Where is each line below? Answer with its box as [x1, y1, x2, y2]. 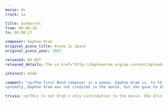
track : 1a [5, 12, 26, 17]
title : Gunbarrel [5, 21, 41, 26]
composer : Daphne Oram [5, 39, 52, 44]
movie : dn [5, 7, 26, 12]
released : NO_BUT [5, 57, 41, 62]
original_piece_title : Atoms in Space [5, 44, 86, 49]
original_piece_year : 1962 [5, 48, 61, 53]
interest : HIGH [5, 71, 37, 76]
